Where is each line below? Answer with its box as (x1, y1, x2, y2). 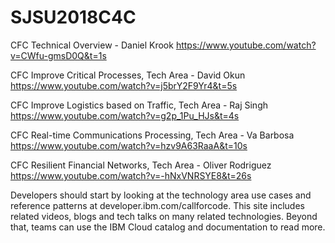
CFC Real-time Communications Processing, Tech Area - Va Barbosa (10, 129, 295, 141)
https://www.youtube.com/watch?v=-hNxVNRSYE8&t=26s (10, 169, 252, 181)
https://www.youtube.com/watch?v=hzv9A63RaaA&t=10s (10, 139, 248, 151)
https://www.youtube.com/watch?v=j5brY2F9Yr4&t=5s (10, 79, 238, 91)
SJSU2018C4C (10, 6, 137, 29)
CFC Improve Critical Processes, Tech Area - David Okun (10, 69, 246, 81)
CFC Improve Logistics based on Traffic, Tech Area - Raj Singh (10, 99, 268, 111)
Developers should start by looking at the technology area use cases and (10, 189, 312, 201)
